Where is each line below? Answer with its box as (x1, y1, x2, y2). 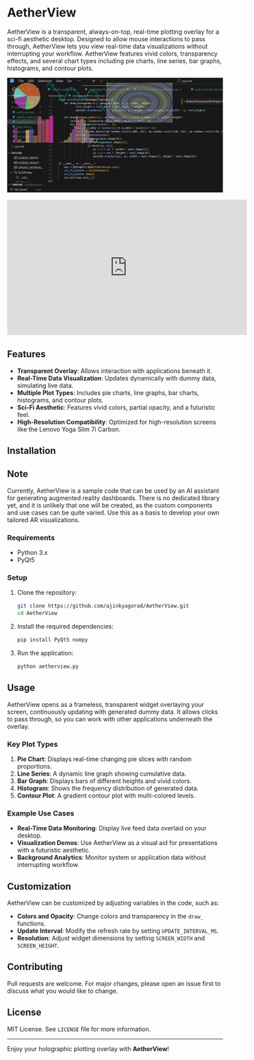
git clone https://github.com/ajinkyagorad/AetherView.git (16, 602, 190, 609)
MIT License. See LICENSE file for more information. (7, 1025, 151, 1033)
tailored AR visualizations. (7, 515, 80, 523)
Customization (7, 881, 72, 892)
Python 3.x (16, 548, 48, 557)
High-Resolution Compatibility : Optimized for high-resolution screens (16, 418, 216, 426)
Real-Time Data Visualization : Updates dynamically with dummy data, (16, 374, 216, 382)
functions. (16, 919, 46, 928)
